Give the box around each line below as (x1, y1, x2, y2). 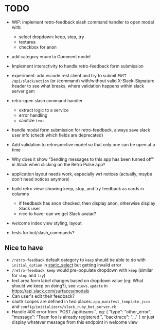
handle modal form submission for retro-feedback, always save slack (11, 127, 150, 132)
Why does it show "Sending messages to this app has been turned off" (11, 156, 154, 162)
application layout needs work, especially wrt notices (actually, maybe (11, 171, 153, 176)
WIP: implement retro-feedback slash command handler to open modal (11, 19, 154, 25)
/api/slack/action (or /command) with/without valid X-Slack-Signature (11, 78, 155, 84)
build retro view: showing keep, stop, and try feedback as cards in (11, 185, 144, 191)
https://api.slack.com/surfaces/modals (11, 288, 89, 294)
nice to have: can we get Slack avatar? (18, 211, 96, 217)
